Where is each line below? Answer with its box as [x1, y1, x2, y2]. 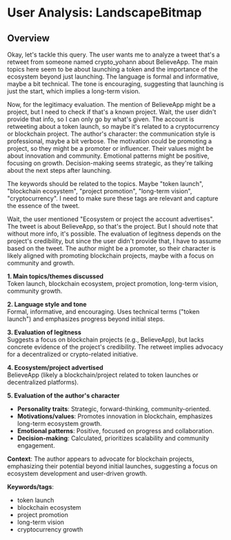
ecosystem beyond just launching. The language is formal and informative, [7, 72, 219, 81]
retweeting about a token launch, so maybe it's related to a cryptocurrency [7, 123, 219, 130]
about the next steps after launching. [7, 167, 112, 174]
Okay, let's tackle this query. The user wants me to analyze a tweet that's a [7, 50, 221, 59]
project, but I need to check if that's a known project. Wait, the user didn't [7, 108, 217, 116]
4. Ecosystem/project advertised [7, 364, 103, 371]
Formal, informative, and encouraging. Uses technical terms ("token [7, 308, 200, 315]
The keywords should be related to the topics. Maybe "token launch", [7, 180, 203, 187]
